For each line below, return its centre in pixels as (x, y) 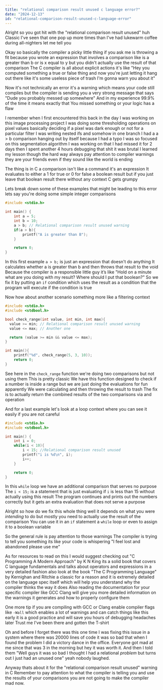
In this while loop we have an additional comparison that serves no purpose (81, 486)
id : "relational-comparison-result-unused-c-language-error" (68, 19)
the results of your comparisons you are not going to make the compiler (77, 678)
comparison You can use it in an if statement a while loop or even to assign (81, 522)
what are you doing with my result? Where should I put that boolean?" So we (82, 277)
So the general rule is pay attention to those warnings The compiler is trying (81, 536)
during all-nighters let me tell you (38, 43)
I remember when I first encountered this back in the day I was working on (80, 118)
